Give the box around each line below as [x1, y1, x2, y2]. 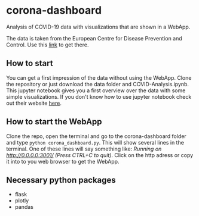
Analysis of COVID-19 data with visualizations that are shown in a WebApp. [6, 23, 191, 30]
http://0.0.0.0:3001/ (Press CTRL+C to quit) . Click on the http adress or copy [6, 151, 194, 158]
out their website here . [6, 99, 62, 107]
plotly [14, 197, 29, 204]
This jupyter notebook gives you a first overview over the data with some [6, 87, 186, 94]
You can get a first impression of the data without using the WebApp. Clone [6, 74, 192, 81]
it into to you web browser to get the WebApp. [6, 158, 120, 165]
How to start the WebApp [6, 117, 103, 127]
